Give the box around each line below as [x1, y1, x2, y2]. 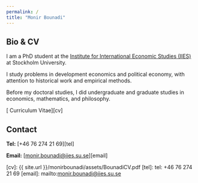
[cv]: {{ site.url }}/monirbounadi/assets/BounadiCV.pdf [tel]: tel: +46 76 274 [6, 164, 193, 171]
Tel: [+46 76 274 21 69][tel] [6, 140, 74, 147]
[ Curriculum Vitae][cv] [6, 107, 63, 114]
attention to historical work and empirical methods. [6, 77, 132, 84]
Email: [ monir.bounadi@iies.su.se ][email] [6, 152, 108, 160]
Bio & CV [6, 37, 40, 47]
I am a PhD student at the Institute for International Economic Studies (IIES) [6, 52, 191, 60]
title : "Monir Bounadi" [6, 14, 66, 20]
